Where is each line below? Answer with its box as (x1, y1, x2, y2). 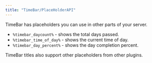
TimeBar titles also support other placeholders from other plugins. (5, 52, 143, 58)
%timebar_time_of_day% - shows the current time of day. (12, 37, 129, 43)
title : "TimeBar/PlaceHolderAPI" (5, 7, 76, 13)
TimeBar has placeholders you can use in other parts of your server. (5, 21, 148, 27)
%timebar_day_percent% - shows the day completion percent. (12, 42, 139, 48)
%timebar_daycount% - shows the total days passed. (12, 31, 119, 37)
